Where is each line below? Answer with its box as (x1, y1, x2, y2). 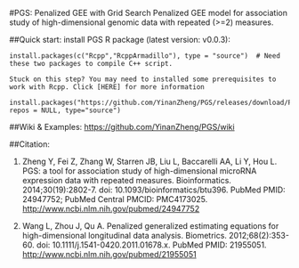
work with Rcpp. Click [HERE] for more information (9, 83, 205, 92)
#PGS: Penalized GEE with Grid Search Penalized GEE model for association (9, 8, 287, 18)
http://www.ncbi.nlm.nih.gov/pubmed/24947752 (21, 204, 200, 214)
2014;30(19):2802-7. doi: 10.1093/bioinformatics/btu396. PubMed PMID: (21, 184, 287, 195)
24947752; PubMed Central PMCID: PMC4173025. (21, 194, 208, 204)
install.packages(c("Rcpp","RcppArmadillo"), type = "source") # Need (9, 52, 280, 61)
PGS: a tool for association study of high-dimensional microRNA (21, 166, 257, 176)
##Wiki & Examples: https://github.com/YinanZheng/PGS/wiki (9, 122, 235, 132)
